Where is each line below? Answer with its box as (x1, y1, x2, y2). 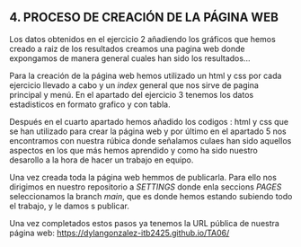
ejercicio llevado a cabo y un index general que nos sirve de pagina (9, 79, 259, 91)
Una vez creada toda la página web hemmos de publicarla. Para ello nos (9, 172, 277, 182)
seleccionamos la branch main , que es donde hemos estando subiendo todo (9, 190, 293, 201)
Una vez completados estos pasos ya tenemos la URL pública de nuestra (9, 217, 280, 228)
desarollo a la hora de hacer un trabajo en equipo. (9, 154, 194, 165)
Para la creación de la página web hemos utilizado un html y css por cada (9, 70, 282, 81)
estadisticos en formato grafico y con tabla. (9, 99, 171, 110)
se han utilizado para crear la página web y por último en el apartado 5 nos (9, 126, 288, 137)
